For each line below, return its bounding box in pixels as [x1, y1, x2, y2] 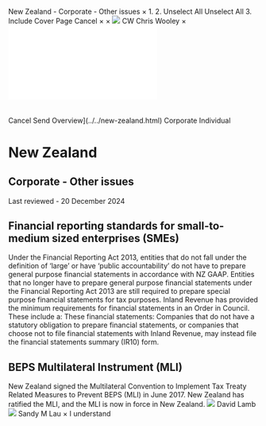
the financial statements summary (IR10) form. [8, 338, 160, 347]
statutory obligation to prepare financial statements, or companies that [8, 320, 239, 330]
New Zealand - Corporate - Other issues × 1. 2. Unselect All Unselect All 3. [8, 7, 253, 16]
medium [8, 232, 50, 245]
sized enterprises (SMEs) [51, 232, 180, 245]
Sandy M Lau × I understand [17, 409, 111, 419]
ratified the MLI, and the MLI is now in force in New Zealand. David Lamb [8, 400, 256, 409]
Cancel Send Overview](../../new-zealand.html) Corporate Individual [8, 115, 231, 125]
